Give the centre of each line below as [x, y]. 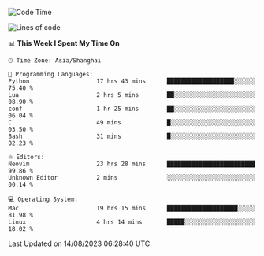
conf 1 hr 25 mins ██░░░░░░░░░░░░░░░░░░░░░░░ [132, 109]
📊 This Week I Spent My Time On [64, 43]
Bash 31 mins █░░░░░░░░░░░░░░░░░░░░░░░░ [132, 136]
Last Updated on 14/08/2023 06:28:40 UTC [79, 243]
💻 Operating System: [43, 199]
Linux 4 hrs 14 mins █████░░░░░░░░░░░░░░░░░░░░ [132, 222]
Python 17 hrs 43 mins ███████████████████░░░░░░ [132, 81]
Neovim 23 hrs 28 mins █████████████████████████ [132, 164]
